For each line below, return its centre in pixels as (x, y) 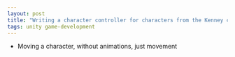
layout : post (26, 14)
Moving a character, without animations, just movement (97, 47)
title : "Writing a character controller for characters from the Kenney (115, 20)
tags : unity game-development (51, 26)
